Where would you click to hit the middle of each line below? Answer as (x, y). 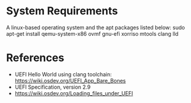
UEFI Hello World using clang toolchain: (63, 74)
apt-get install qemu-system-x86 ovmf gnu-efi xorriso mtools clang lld (92, 33)
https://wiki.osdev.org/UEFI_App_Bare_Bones (70, 80)
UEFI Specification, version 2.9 (53, 87)
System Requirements (62, 11)
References (35, 58)
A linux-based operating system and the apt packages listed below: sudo (96, 27)
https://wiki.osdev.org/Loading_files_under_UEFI (74, 93)
